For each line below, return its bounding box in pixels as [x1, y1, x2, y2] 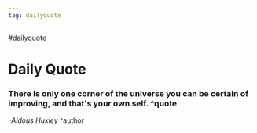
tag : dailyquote [8, 11, 61, 20]
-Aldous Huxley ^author [8, 116, 85, 125]
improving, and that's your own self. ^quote [8, 98, 178, 109]
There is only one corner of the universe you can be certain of [8, 88, 249, 99]
